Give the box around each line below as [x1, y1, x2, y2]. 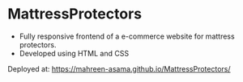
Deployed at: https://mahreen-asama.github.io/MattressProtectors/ [7, 64, 232, 73]
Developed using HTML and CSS [19, 48, 130, 58]
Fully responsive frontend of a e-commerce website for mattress [19, 31, 236, 41]
